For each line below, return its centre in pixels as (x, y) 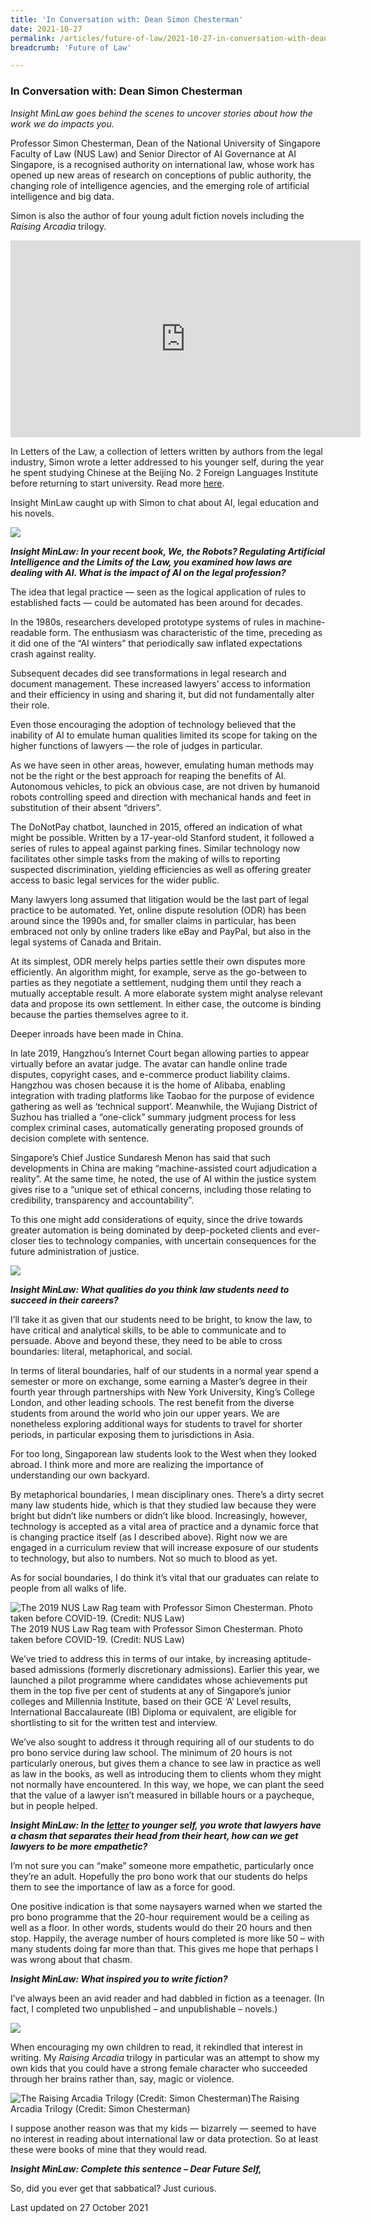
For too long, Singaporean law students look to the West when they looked (163, 1453)
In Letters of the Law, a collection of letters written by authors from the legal (166, 451)
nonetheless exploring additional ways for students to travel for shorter (156, 1423)
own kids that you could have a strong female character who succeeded (159, 2068)
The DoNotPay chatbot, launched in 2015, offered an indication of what (156, 827)
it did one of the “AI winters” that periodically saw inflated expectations (156, 643)
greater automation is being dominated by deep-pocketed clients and (153, 1230)
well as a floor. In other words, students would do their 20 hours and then (161, 1927)
